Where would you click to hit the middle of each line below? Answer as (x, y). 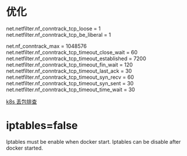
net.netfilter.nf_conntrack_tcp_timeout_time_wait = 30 (71, 89)
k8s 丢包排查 (21, 101)
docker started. (25, 148)
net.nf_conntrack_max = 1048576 (46, 46)
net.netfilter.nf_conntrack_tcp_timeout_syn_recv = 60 (70, 77)
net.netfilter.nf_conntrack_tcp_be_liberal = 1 (59, 34)
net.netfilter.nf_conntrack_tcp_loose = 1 (53, 28)
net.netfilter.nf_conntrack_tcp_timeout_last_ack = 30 (69, 71)
